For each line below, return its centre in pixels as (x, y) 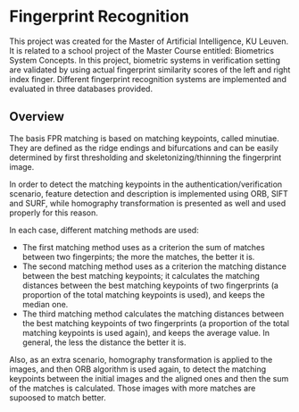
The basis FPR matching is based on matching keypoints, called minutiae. (144, 138)
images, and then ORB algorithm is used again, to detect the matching (138, 369)
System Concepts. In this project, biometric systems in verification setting (145, 60)
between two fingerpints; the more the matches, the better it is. (138, 256)
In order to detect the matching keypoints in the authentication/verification (146, 184)
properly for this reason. (54, 213)
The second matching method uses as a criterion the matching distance (154, 266)
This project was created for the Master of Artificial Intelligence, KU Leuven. (149, 41)
